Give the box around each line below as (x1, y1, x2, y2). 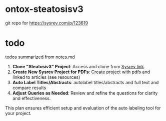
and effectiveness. (12, 95, 51, 101)
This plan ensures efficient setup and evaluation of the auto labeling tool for (5, 105, 161, 111)
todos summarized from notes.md (5, 54, 75, 60)
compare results (12, 85, 46, 91)
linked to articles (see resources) (12, 74, 80, 80)
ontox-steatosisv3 (5, 3, 83, 15)
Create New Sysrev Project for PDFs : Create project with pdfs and (12, 69, 150, 75)
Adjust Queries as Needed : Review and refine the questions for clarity (12, 90, 158, 96)
